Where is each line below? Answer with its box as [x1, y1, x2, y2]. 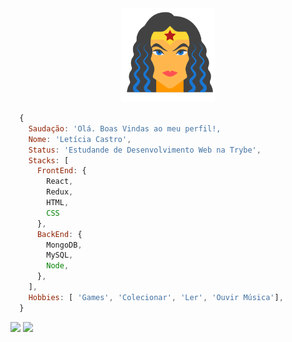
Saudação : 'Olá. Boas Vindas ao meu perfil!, [28, 123, 222, 134]
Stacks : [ [28, 155, 70, 166]
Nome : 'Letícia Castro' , [28, 134, 132, 144]
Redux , [46, 187, 74, 197]
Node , [46, 261, 70, 271]
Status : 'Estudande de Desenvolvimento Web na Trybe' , [28, 145, 262, 155]
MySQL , [46, 250, 74, 261]
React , [46, 177, 74, 187]
